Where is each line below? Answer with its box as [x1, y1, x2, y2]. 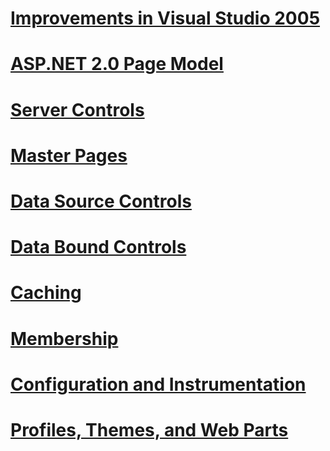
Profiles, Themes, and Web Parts [10, 418, 289, 441]
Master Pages [10, 144, 128, 167]
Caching [10, 282, 82, 304]
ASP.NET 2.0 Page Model [10, 53, 224, 76]
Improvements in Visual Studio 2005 [10, 7, 321, 30]
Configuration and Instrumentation [10, 373, 307, 396]
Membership [10, 327, 119, 350]
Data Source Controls [10, 190, 192, 212]
